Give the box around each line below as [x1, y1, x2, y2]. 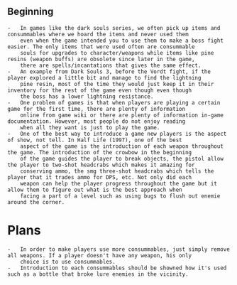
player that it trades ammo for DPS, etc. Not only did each [7, 173, 192, 181]
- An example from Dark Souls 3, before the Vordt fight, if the [7, 68, 211, 75]
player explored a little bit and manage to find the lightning [7, 74, 202, 81]
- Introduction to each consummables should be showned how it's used [7, 264, 227, 271]
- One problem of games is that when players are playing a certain [7, 99, 221, 106]
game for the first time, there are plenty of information [7, 105, 186, 112]
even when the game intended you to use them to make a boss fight [20, 37, 224, 44]
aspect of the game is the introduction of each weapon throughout [20, 142, 224, 150]
